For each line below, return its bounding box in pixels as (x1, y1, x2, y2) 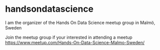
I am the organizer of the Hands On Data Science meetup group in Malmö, (5, 20, 156, 25)
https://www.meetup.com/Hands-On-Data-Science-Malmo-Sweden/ (5, 39, 145, 45)
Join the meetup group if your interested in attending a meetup (5, 34, 133, 40)
